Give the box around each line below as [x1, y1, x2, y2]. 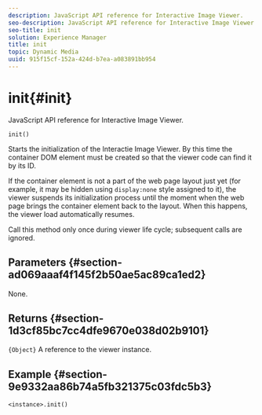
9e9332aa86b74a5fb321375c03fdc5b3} [8, 380, 212, 393]
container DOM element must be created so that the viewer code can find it [8, 152, 253, 162]
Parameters [8, 256, 67, 270]
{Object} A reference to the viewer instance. [8, 345, 152, 354]
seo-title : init [8, 26, 61, 34]
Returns [8, 312, 49, 325]
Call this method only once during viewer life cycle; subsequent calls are [8, 225, 242, 234]
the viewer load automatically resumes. [8, 209, 135, 219]
